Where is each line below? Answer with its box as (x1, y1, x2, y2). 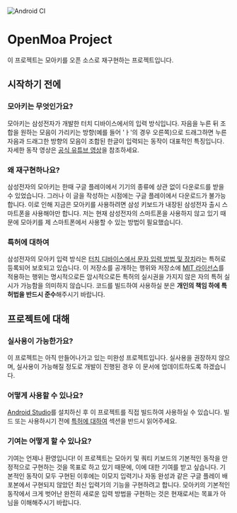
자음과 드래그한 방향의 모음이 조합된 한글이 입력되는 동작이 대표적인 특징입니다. (7, 137, 225, 145)
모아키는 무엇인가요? (7, 101, 74, 111)
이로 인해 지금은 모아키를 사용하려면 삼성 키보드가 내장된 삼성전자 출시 (28, 200, 221, 208)
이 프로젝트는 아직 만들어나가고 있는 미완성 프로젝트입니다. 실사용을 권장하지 (7, 353, 217, 361)
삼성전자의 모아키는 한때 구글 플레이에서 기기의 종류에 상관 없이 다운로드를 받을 (7, 182, 225, 191)
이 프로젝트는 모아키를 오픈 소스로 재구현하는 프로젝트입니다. (7, 55, 174, 64)
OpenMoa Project (7, 32, 112, 47)
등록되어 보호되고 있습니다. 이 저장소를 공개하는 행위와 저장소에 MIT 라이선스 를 (7, 264, 224, 272)
